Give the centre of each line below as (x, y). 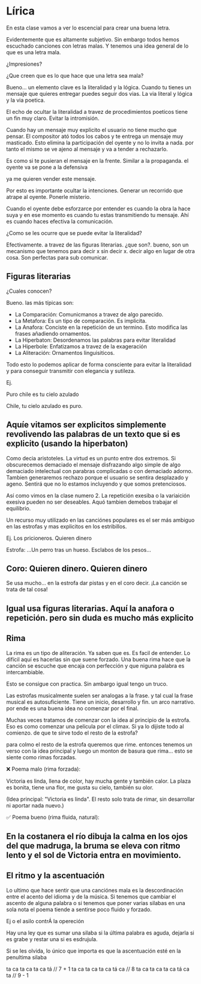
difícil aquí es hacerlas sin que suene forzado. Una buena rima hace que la (98, 659)
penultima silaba (26, 957)
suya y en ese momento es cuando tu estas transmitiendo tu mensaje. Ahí (97, 215)
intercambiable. (25, 672)
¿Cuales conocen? (29, 291)
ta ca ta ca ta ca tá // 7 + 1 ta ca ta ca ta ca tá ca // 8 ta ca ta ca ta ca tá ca (98, 969)
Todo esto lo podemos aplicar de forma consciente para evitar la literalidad (99, 364)
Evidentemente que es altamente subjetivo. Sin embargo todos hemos (93, 39)
